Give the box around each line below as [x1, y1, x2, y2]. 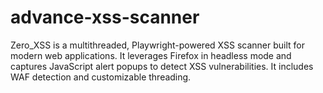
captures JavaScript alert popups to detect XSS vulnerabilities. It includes [10, 60, 314, 72]
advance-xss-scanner [10, 6, 200, 29]
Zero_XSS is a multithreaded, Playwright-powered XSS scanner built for [10, 39, 305, 51]
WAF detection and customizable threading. [10, 71, 192, 83]
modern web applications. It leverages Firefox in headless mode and [10, 49, 292, 61]
